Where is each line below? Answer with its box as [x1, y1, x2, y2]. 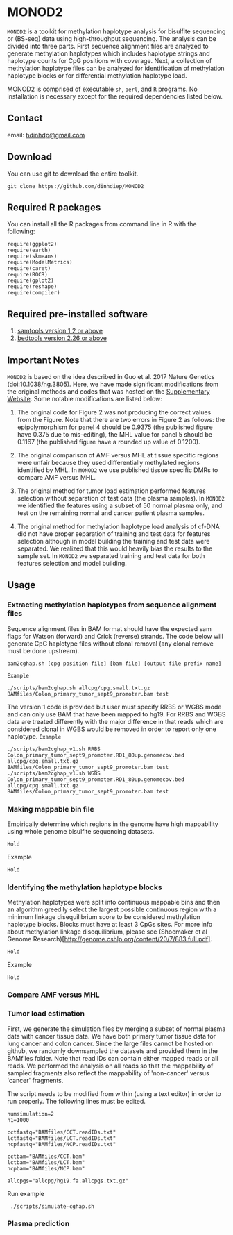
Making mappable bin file [7, 804, 95, 814]
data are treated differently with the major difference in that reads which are [7, 717, 224, 725]
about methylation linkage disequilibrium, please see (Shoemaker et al [7, 927, 208, 936]
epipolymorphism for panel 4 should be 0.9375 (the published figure [17, 423, 213, 431]
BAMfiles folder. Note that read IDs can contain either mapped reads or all [7, 1054, 218, 1062]
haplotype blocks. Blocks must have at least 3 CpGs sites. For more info [7, 921, 213, 929]
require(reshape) [7, 283, 58, 290]
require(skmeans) [7, 253, 58, 260]
